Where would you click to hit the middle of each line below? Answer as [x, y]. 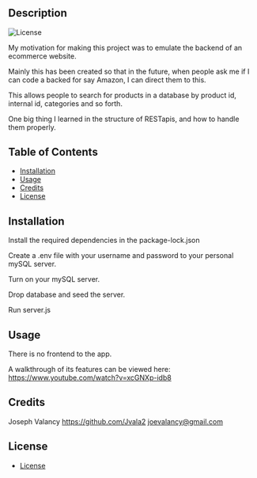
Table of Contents [53, 152]
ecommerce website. [42, 56]
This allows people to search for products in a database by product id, [123, 95]
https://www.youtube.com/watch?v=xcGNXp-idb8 [90, 377]
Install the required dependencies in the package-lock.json [104, 241]
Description [38, 13]
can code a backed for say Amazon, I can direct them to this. [108, 80]
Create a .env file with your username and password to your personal [121, 256]
